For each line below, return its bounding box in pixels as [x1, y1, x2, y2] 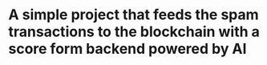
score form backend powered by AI [8, 40, 247, 58]
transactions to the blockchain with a [8, 22, 261, 41]
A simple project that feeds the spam [8, 6, 259, 24]
